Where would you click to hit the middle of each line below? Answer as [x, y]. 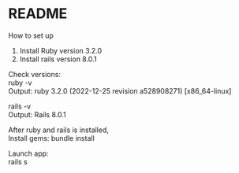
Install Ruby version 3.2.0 [61, 50]
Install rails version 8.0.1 [58, 59]
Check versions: [35, 74]
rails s [18, 161]
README [38, 14]
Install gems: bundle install [51, 138]
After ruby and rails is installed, [58, 130]
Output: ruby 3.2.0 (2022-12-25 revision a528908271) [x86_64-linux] [120, 90]
